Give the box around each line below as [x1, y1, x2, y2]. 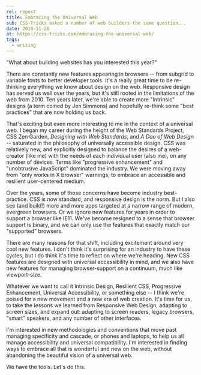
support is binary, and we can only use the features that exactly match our [6, 221, 190, 228]
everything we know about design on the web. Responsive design [27, 83, 190, 90]
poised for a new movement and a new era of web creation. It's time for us [6, 295, 191, 302]
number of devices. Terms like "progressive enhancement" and [6, 158, 163, 166]
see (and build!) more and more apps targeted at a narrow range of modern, [6, 202, 194, 209]
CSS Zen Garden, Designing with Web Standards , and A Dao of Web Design [6, 133, 194, 140]
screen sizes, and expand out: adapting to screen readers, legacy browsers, [6, 308, 194, 315]
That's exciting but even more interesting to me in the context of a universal [6, 120, 193, 127]
